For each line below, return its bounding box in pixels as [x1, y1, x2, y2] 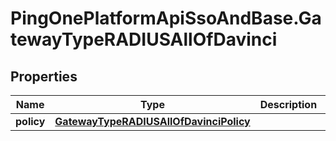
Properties [10, 68, 78, 85]
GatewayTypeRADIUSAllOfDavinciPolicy [54, 115, 251, 128]
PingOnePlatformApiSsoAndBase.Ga [10, 7, 322, 30]
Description [259, 98, 318, 111]
